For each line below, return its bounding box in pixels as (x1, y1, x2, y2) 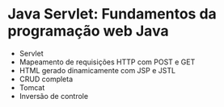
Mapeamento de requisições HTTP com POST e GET (19, 57, 196, 67)
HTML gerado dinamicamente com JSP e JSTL (19, 65, 175, 75)
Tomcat (19, 82, 45, 93)
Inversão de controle (19, 91, 89, 101)
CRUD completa (19, 74, 74, 84)
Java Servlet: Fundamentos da (7, 5, 218, 23)
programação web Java (7, 22, 169, 40)
